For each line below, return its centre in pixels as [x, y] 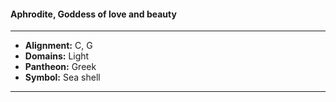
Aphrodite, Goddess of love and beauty [93, 14]
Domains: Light [57, 56]
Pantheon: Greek [60, 67]
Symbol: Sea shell [62, 77]
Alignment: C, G [58, 46]
